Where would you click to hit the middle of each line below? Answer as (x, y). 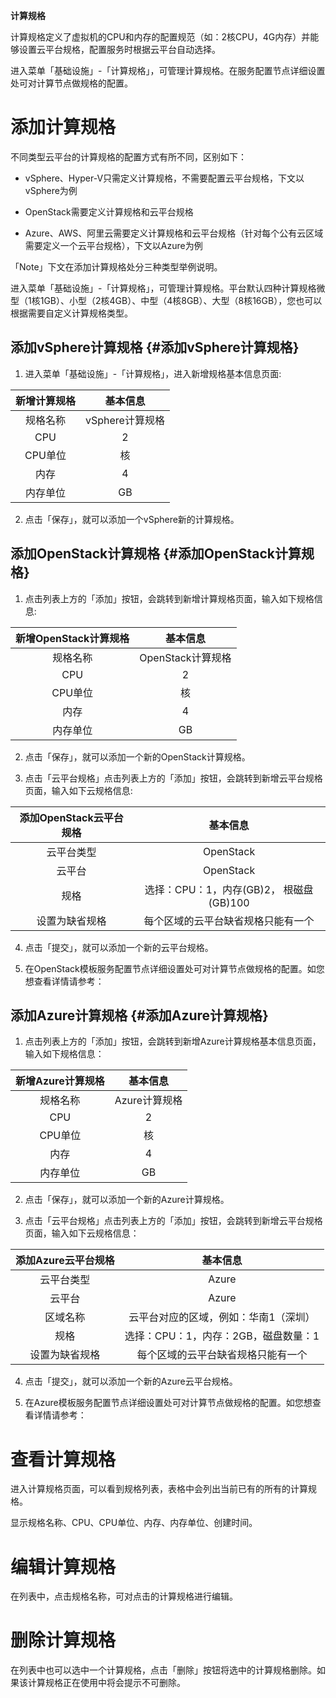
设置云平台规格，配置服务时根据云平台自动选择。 (119, 49)
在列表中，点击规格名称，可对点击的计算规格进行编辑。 (124, 1596)
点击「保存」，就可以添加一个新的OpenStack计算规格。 (137, 756)
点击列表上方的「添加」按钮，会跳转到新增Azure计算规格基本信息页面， (173, 1041)
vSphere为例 (51, 190)
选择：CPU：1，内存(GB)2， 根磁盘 (229, 889)
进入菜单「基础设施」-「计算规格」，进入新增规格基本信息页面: (153, 373)
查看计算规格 (63, 1459)
